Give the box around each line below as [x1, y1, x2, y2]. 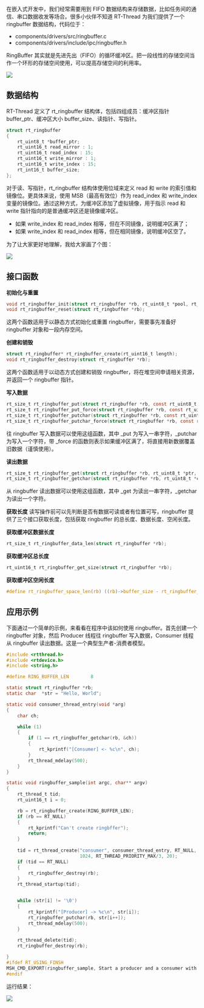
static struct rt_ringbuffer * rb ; [6, 685, 94, 691]
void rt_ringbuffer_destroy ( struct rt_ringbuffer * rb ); [6, 356, 151, 363]
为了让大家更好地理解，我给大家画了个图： [6, 240, 113, 248]
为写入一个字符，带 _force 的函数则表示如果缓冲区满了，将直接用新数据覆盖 [6, 437, 195, 445]
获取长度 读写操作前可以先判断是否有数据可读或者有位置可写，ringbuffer [6, 508, 187, 515]
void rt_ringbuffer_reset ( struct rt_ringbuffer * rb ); [6, 307, 146, 313]
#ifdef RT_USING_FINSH [6, 959, 64, 965]
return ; [28, 830, 47, 836]
